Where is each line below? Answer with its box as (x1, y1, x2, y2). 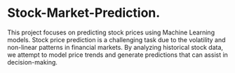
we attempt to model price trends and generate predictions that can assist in (7, 51, 228, 59)
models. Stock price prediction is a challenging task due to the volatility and (7, 35, 226, 44)
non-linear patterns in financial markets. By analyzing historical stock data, (7, 43, 223, 51)
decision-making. (7, 58, 58, 66)
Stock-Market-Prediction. (7, 5, 161, 21)
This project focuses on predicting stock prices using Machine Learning (7, 28, 215, 36)
